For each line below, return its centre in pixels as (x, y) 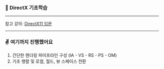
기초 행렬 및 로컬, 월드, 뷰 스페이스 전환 (49, 61)
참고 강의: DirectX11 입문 (29, 24)
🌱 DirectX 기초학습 (26, 7)
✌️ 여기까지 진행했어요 (29, 42)
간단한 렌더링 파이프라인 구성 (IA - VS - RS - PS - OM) (64, 55)
